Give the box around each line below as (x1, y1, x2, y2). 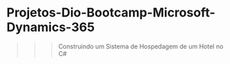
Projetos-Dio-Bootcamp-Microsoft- (6, 5, 216, 21)
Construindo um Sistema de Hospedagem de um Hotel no (58, 42, 224, 50)
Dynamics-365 (6, 19, 95, 35)
